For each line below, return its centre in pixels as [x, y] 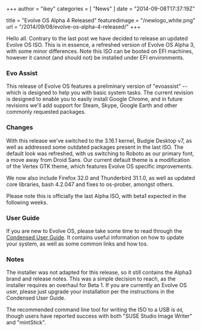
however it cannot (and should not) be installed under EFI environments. [95, 57]
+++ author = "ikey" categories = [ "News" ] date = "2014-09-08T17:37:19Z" [101, 9]
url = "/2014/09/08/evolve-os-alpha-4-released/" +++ [73, 27]
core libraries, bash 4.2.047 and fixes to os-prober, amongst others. [90, 184]
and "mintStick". [26, 323]
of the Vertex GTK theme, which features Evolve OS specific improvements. [100, 166]
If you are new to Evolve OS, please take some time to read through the [94, 230]
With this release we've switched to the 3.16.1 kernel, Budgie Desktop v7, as [99, 140]
